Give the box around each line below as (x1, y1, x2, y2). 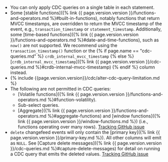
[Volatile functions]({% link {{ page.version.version (17, 91, 125, 97)
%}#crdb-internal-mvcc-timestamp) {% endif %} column (35, 64, 155, 70)
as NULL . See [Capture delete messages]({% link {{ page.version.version (10, 140, 162, 146)
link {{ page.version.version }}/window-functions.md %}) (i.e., (17, 119, 149, 124)
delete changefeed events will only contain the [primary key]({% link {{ (10, 129, 160, 135)
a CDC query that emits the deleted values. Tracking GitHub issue (10, 151, 149, 157)
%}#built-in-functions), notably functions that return (50, 15, 160, 21)
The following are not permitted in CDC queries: (10, 86, 111, 91)
